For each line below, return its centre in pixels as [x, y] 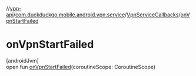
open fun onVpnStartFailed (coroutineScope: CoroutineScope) [81, 67]
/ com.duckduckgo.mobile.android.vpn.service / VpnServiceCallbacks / [97, 15]
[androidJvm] [23, 60]
